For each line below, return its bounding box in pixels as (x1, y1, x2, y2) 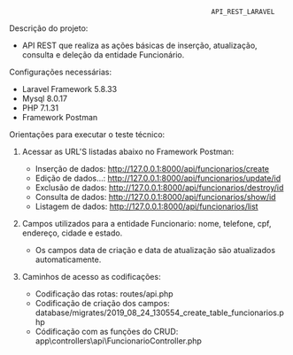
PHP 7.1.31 (21, 103, 59, 113)
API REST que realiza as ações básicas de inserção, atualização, (21, 40, 258, 50)
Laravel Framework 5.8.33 (21, 84, 118, 94)
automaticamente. (35, 254, 102, 265)
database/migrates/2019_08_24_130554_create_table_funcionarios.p (35, 307, 285, 318)
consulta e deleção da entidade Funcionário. (21, 50, 185, 60)
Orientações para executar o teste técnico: (9, 129, 166, 140)
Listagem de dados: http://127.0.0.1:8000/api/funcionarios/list (35, 201, 258, 212)
